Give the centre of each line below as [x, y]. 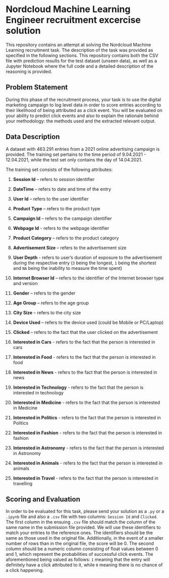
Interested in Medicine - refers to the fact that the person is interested [87, 402]
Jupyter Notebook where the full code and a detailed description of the [79, 66]
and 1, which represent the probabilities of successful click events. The [79, 554]
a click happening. [25, 570]
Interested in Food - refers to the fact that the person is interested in [84, 357]
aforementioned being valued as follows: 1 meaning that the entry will [78, 560]
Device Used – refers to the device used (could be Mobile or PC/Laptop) [88, 322]
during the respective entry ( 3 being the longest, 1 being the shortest [84, 263]
